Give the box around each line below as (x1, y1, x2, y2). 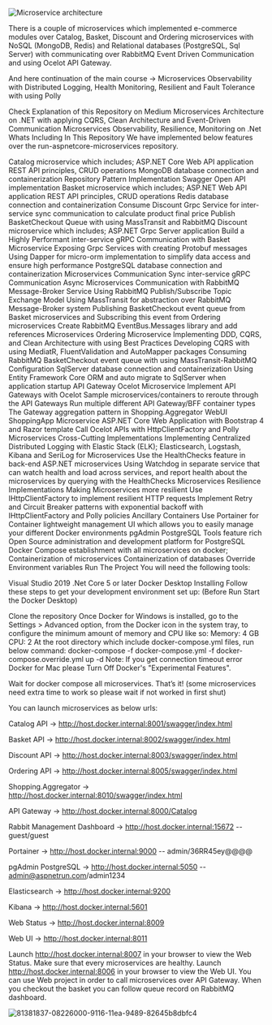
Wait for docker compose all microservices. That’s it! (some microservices (8, 679, 257, 688)
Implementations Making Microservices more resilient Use (8, 485, 203, 495)
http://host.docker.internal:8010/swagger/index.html (8, 790, 183, 800)
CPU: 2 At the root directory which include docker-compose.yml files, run (8, 638, 254, 647)
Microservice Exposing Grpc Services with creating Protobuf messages (8, 244, 248, 253)
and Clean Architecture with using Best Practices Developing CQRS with (8, 338, 250, 348)
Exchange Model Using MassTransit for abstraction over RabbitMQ (8, 295, 231, 305)
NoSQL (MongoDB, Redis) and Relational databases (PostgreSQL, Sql (8, 41, 241, 50)
